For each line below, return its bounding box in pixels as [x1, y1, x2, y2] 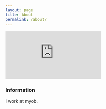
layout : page [5, 7, 33, 13]
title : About [5, 12, 33, 17]
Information [5, 86, 35, 94]
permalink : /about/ [5, 17, 47, 22]
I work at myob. [5, 98, 38, 104]
